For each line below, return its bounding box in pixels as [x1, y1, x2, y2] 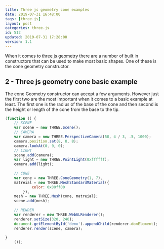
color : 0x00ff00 [31, 184, 65, 190]
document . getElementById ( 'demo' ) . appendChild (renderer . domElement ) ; [14, 221, 158, 226]
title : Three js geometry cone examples [5, 7, 90, 12]
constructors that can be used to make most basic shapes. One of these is [5, 58, 157, 64]
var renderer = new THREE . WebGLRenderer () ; [14, 212, 105, 217]
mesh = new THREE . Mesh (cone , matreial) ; [14, 194, 98, 199]
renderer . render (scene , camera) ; [14, 226, 83, 231]
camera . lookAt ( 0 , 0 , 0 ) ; [14, 143, 65, 148]
